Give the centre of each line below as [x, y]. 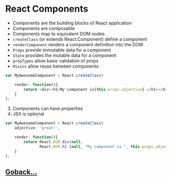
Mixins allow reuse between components [56, 66]
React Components [47, 9]
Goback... [21, 172]
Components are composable [44, 28]
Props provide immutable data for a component [62, 50]
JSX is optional [28, 114]
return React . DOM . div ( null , [53, 142]
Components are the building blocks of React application [72, 23]
